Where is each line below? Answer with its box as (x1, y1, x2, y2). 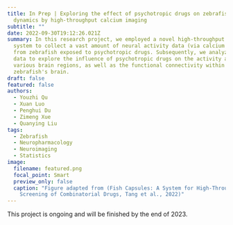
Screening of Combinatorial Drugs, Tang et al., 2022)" (19, 191, 185, 198)
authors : (7, 87, 33, 94)
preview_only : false (13, 178, 73, 185)
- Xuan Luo (13, 101, 45, 108)
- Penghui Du (13, 107, 51, 114)
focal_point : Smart (13, 172, 70, 178)
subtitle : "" (7, 23, 45, 30)
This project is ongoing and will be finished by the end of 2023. (7, 210, 188, 219)
